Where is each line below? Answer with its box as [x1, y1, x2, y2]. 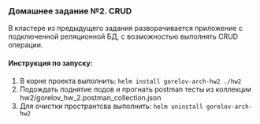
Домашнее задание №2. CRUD [8, 6, 132, 17]
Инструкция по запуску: [8, 58, 93, 68]
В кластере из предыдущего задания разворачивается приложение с [8, 24, 243, 33]
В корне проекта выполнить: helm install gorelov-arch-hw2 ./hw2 [19, 76, 242, 85]
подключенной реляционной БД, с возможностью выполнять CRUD [8, 32, 239, 41]
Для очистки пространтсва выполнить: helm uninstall [19, 101, 203, 111]
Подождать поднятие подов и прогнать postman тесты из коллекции [19, 85, 252, 94]
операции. [8, 40, 43, 50]
